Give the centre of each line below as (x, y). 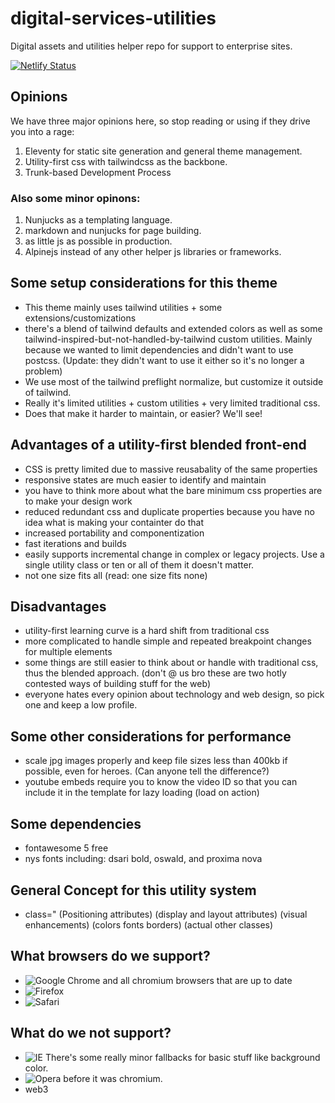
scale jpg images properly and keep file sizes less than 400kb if (156, 761)
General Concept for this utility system (133, 890)
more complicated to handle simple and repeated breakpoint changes (168, 641)
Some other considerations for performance (151, 736)
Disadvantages (58, 607)
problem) (43, 371)
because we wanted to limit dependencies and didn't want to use (159, 349)
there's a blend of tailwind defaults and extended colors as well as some (173, 328)
